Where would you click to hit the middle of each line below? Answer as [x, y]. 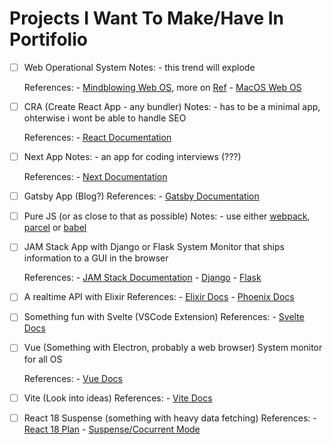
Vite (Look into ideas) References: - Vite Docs [118, 398]
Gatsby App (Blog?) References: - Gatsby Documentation [141, 196]
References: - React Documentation [97, 138]
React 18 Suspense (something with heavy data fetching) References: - [170, 418]
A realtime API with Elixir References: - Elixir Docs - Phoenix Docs [159, 297]
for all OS [43, 359]
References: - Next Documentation [95, 177]
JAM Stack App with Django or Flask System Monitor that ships [154, 247]
